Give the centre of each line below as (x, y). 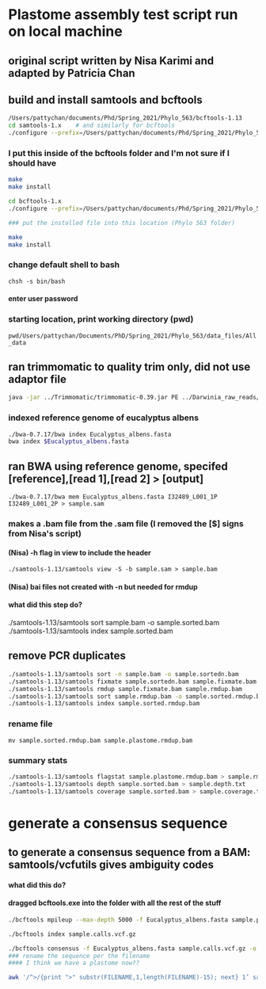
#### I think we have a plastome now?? (74, 963)
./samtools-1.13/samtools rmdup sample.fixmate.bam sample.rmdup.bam (125, 689)
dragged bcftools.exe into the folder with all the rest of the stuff (115, 903)
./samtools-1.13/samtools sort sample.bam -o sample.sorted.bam (114, 623)
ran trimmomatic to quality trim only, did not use (129, 367)
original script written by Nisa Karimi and (111, 61)
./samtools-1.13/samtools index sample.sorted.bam (91, 631)
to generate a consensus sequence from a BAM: (129, 852)
